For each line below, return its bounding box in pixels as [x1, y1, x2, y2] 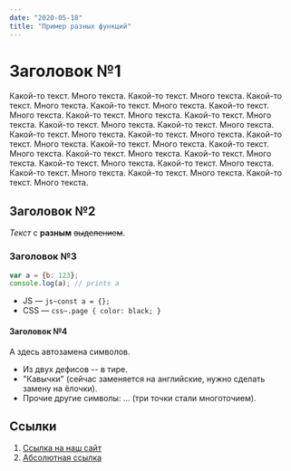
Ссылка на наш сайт [22, 443, 102, 454]
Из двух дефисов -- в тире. [22, 363, 129, 374]
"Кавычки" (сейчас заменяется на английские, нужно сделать [22, 373, 266, 384]
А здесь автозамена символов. [9, 346, 131, 357]
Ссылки [9, 418, 57, 434]
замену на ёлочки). [22, 382, 98, 394]
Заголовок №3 [9, 250, 77, 263]
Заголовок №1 [9, 61, 121, 82]
